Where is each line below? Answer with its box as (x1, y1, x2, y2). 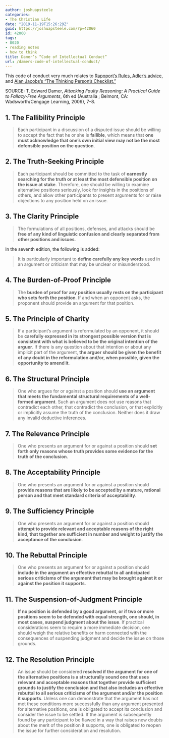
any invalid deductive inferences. (17, 415, 87, 421)
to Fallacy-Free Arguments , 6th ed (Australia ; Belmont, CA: (5, 93, 129, 99)
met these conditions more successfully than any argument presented (17, 701, 163, 707)
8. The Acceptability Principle (5, 468, 101, 477)
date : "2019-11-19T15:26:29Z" (5, 21, 69, 27)
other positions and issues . (17, 236, 76, 242)
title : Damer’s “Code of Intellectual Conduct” (5, 54, 107, 60)
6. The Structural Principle (5, 374, 90, 383)
